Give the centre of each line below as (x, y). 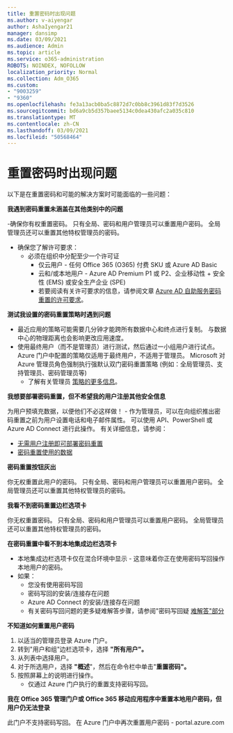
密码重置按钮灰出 (32, 467)
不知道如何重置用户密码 (41, 626)
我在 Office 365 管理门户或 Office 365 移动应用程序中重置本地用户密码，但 (115, 699)
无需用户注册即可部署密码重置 (60, 444)
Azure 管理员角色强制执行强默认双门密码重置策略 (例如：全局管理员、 (117, 364)
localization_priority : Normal (53, 72)
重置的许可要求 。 (63, 300)
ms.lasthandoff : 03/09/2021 (48, 130)
